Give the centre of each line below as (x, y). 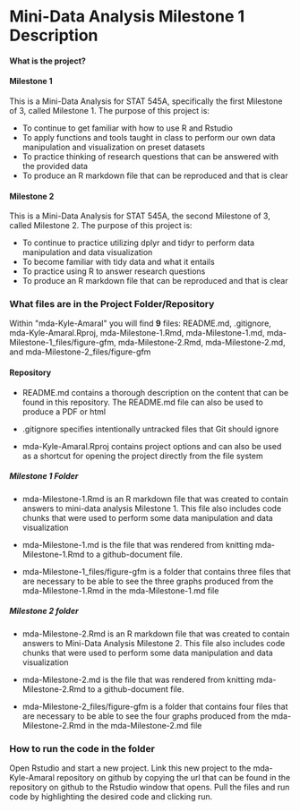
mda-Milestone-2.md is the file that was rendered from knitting (138, 679)
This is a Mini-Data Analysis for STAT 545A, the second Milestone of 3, (140, 216)
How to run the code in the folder (82, 748)
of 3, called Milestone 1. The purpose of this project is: (110, 110)
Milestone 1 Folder (44, 476)
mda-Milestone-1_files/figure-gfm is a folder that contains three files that (156, 571)
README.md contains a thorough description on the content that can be (155, 392)
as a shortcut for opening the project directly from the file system (142, 456)
